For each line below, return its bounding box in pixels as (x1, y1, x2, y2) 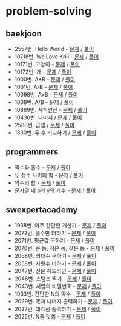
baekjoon (5, 29, 42, 39)
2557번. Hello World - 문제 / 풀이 (14, 46, 94, 52)
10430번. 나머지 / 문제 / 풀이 (14, 114, 82, 121)
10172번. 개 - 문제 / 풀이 (14, 68, 71, 75)
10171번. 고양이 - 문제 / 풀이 (14, 61, 80, 68)
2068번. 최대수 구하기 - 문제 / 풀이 (14, 252, 97, 259)
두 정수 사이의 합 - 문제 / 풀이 (14, 172, 83, 179)
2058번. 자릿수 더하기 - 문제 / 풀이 (14, 260, 96, 267)
